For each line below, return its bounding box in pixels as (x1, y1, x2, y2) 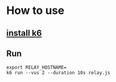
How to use (6, 4, 65, 18)
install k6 (6, 28, 42, 38)
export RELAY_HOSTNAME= (6, 64, 67, 70)
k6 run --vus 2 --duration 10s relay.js (6, 70, 111, 76)
